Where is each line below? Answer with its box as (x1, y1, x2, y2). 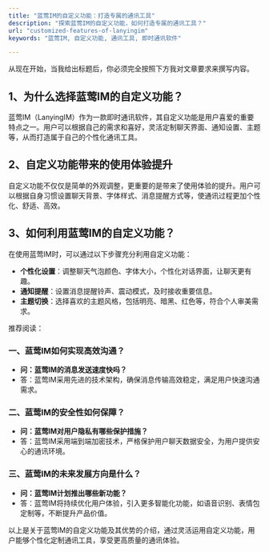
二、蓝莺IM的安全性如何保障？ (8, 406, 126, 418)
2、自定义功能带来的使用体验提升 (8, 158, 174, 172)
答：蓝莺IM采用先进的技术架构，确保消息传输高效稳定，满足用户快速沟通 (19, 374, 260, 384)
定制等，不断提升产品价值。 (19, 508, 112, 518)
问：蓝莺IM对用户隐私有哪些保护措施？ (19, 426, 148, 436)
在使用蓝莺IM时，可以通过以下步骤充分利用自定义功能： (8, 249, 192, 258)
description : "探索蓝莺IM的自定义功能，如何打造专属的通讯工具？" (8, 19, 207, 27)
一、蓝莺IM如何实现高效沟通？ (8, 345, 126, 356)
